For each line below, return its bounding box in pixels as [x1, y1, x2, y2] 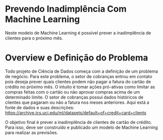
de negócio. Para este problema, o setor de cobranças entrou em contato [5, 73, 152, 79]
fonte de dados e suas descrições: [5, 104, 74, 110]
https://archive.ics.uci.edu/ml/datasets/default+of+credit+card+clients [5, 110, 147, 116]
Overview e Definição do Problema [5, 52, 148, 63]
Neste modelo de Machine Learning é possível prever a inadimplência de [5, 30, 151, 36]
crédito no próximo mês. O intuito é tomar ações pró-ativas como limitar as [5, 84, 155, 90]
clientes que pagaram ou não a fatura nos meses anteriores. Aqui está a [5, 99, 149, 105]
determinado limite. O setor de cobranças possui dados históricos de [5, 94, 144, 100]
